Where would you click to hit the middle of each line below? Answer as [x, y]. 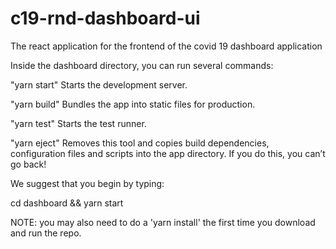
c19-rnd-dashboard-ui [105, 18]
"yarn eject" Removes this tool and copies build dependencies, [140, 143]
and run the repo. [46, 233]
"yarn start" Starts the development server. [99, 84]
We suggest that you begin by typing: [87, 183]
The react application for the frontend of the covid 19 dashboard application [166, 46]
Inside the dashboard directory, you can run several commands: [142, 65]
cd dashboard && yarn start [67, 203]
